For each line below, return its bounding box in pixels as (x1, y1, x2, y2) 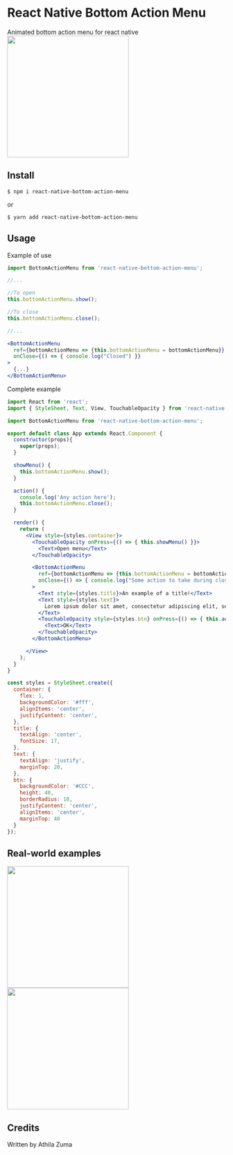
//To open (7, 290, 36, 297)
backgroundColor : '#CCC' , (19, 783, 95, 790)
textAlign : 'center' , (19, 731, 82, 738)
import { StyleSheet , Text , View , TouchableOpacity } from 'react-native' (7, 404, 228, 411)
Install (7, 170, 35, 181)
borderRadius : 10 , (19, 796, 73, 803)
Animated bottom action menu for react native (7, 28, 139, 36)
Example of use (7, 251, 52, 259)
